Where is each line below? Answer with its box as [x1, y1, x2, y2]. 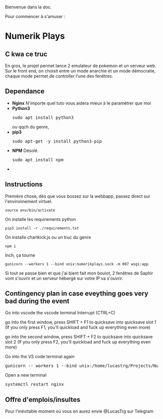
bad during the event [5, 297, 69, 306]
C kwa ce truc [5, 50, 48, 58]
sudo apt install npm [12, 157, 64, 163]
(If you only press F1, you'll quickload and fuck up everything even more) [5, 325, 151, 330]
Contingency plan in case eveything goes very [5, 290, 149, 298]
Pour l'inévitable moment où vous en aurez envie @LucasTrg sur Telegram [5, 408, 154, 414]
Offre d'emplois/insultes [5, 395, 81, 403]
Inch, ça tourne [5, 252, 35, 258]
